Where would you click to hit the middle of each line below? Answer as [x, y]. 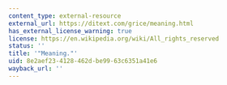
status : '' [27, 46]
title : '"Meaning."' [43, 53]
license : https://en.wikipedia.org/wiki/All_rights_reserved [114, 38]
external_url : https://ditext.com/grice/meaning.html [101, 23]
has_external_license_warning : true [70, 31]
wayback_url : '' [36, 69]
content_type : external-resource [65, 16]
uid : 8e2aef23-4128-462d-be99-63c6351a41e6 [83, 62]
